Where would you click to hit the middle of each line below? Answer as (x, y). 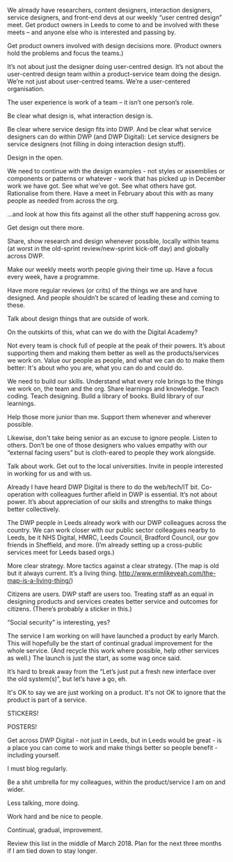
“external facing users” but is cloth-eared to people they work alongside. (111, 453)
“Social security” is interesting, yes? (59, 622)
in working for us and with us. (50, 473)
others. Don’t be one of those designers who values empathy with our (107, 445)
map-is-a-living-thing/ (39, 580)
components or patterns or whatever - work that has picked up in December (116, 178)
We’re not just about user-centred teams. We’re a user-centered (99, 81)
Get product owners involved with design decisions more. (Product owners (114, 46)
